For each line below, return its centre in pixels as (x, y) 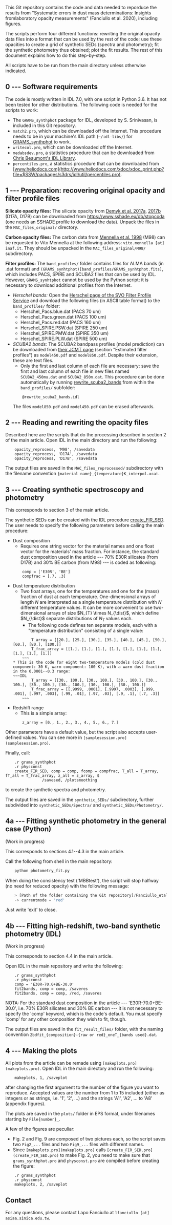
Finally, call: (18, 753)
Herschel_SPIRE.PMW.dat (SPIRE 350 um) (64, 333)
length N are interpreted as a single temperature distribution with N (91, 602)
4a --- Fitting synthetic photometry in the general (86, 821)
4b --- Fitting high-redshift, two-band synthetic (83, 926)
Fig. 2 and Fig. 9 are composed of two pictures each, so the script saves (89, 1139)
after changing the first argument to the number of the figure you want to (82, 1087)
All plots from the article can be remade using (53, 1063)
